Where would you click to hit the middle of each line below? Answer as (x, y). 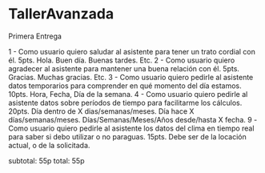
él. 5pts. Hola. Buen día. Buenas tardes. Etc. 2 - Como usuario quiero (122, 60)
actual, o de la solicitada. (49, 145)
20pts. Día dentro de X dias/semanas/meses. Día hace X (101, 111)
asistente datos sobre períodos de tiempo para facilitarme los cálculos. (125, 103)
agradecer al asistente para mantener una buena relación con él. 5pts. (124, 68)
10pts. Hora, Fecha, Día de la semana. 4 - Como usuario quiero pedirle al (128, 94)
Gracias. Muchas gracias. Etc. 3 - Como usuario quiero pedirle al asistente (131, 77)
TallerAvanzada (61, 14)
